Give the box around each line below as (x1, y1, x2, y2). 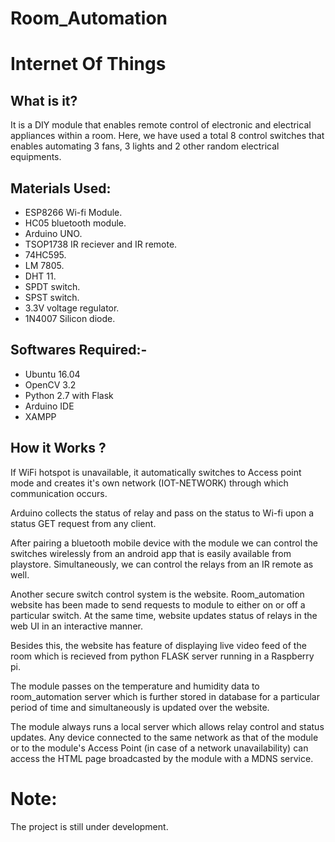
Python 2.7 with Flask (24, 389, 114, 401)
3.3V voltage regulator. (24, 302, 120, 314)
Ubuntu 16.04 (24, 368, 81, 380)
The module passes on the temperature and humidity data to (10, 680, 260, 692)
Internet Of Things (10, 53, 167, 76)
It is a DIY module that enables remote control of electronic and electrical (10, 119, 312, 131)
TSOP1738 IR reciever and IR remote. (24, 238, 178, 250)
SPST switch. (24, 292, 80, 303)
